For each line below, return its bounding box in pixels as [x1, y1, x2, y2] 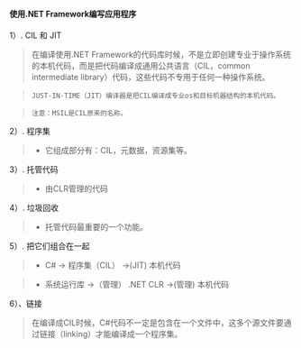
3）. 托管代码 [9, 164, 59, 175]
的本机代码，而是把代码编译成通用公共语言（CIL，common [31, 60, 251, 71]
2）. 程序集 [9, 126, 51, 137]
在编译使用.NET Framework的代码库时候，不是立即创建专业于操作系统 [31, 50, 291, 60]
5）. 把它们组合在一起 [9, 241, 90, 252]
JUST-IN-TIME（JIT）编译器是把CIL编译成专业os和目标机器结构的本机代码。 [31, 91, 281, 101]
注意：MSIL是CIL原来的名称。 [31, 109, 128, 118]
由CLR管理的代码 [44, 183, 108, 194]
